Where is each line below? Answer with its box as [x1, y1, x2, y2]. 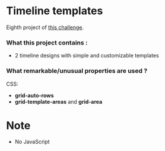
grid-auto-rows [14, 92, 55, 99]
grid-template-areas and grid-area [14, 98, 103, 105]
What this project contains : [6, 38, 88, 47]
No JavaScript [14, 138, 50, 146]
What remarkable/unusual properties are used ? [6, 67, 148, 75]
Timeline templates [6, 4, 103, 18]
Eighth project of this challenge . [6, 24, 84, 31]
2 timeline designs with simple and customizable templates [14, 52, 159, 59]
